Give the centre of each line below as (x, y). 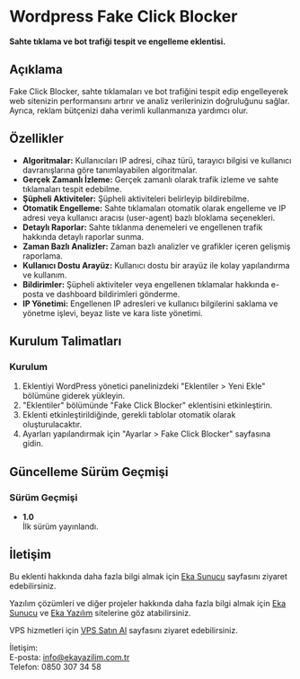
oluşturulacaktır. (52, 425)
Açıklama (36, 70)
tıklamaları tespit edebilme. (72, 189)
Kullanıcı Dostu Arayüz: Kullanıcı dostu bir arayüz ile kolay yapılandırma (156, 265)
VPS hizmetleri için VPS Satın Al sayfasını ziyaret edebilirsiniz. (124, 630)
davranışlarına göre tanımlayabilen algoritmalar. (110, 170)
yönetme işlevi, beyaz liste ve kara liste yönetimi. (113, 313)
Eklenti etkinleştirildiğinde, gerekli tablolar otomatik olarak (129, 415)
